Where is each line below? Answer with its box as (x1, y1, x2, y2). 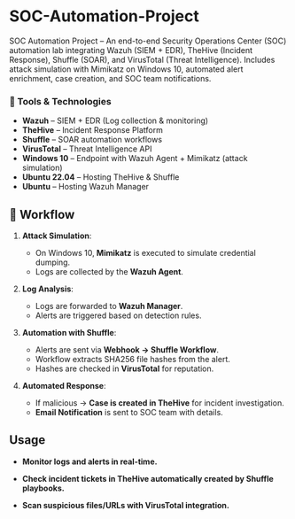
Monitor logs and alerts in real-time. (21, 456, 158, 467)
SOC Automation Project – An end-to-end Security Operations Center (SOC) (9, 35, 287, 46)
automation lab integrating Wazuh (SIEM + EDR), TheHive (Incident (9, 44, 253, 55)
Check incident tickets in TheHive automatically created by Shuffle (21, 473, 275, 484)
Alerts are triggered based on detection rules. (35, 310, 202, 321)
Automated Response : (21, 381, 106, 391)
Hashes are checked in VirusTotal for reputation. (35, 363, 214, 374)
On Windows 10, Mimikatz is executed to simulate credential (35, 248, 257, 259)
